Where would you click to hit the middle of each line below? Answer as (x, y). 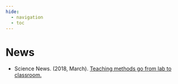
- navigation (27, 17)
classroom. (28, 75)
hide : (12, 12)
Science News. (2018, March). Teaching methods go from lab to (93, 69)
